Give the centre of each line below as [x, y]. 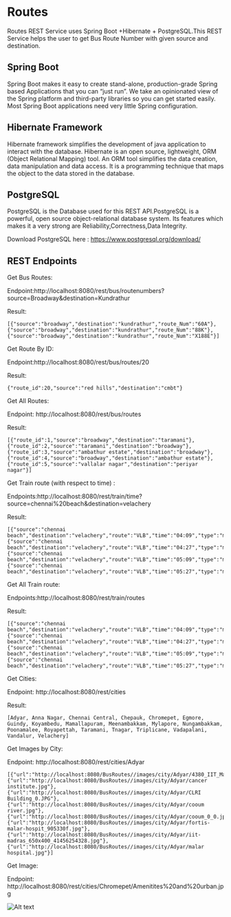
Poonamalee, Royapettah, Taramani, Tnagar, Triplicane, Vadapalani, [107, 730]
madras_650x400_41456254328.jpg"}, [58, 841]
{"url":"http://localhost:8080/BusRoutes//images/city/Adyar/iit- [104, 835]
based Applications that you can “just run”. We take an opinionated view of [113, 91]
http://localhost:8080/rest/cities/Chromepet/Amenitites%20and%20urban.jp [115, 886]
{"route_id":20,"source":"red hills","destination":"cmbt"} [95, 388]
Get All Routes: [28, 401]
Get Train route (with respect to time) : [61, 483]
